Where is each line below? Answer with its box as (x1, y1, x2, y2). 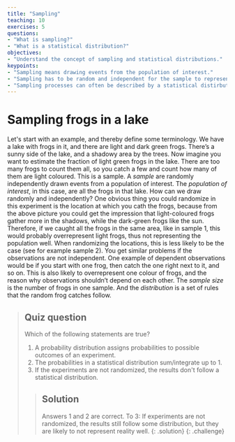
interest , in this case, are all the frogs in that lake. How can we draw (7, 187, 202, 196)
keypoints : (7, 62, 39, 69)
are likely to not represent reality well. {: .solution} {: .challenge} (41, 427, 225, 435)
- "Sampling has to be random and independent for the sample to (7, 75, 201, 83)
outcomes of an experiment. (34, 351, 116, 359)
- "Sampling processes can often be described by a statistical (7, 82, 198, 89)
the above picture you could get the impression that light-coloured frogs (7, 209, 215, 218)
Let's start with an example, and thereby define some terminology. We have (7, 135, 225, 143)
